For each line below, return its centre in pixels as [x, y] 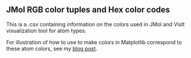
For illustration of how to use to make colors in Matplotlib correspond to [94, 42]
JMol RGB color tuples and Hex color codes [88, 10]
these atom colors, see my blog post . [52, 48]
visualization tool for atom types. [46, 30]
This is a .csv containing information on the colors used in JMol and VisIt [95, 24]
